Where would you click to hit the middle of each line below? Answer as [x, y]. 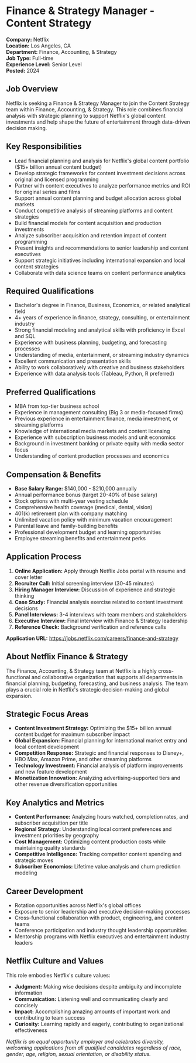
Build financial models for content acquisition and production [88, 223]
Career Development [45, 891]
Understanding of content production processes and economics [92, 456]
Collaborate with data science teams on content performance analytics [100, 272]
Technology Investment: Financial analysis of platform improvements [99, 765]
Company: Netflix [27, 39]
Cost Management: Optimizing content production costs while [90, 841]
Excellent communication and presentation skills [73, 361]
